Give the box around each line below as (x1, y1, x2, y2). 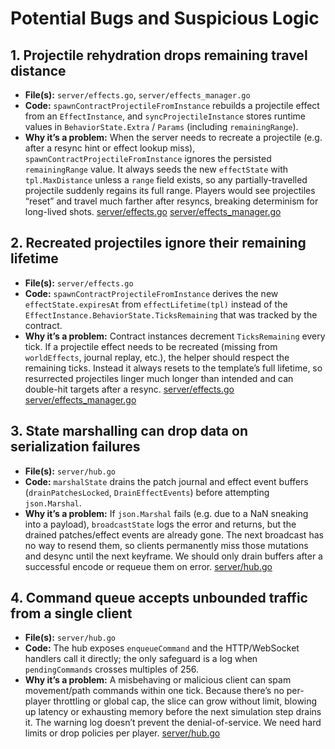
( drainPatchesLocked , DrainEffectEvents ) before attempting (24, 486, 270, 498)
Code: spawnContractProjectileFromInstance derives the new (24, 287, 279, 299)
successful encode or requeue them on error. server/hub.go (24, 560, 273, 572)
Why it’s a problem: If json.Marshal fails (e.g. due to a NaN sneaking (24, 507, 309, 519)
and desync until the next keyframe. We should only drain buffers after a (24, 550, 323, 562)
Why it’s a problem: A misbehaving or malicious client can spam (24, 674, 292, 686)
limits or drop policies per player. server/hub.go (24, 727, 221, 739)
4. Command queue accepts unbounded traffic (10, 590, 308, 607)
